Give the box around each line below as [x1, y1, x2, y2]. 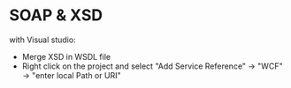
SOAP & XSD [9, 5, 103, 26]
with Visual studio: [9, 34, 77, 45]
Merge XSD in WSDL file [21, 51, 111, 62]
